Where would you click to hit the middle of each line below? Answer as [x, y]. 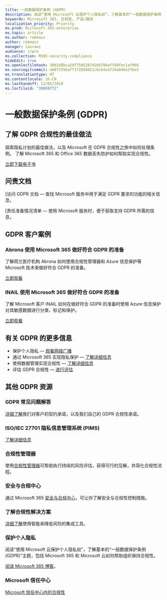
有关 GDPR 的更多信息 [39, 338]
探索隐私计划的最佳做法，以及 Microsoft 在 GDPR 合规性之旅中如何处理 [78, 147]
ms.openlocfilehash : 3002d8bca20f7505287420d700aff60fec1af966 [72, 65]
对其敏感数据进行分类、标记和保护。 [42, 310]
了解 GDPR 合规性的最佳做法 [48, 134]
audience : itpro [22, 51]
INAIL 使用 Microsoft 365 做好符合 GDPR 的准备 [62, 292]
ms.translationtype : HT [30, 75]
